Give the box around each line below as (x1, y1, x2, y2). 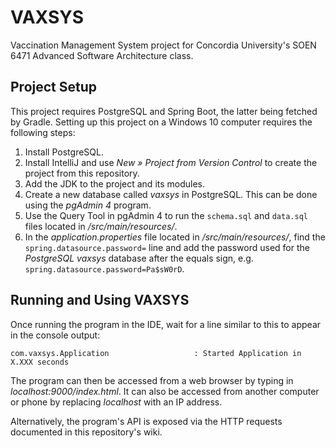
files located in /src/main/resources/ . (24, 220, 178, 232)
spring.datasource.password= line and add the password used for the (24, 241, 310, 253)
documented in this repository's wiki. (10, 426, 163, 438)
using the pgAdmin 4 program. (24, 199, 152, 211)
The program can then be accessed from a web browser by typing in (10, 374, 294, 386)
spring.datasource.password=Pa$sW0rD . (24, 262, 185, 275)
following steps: (10, 126, 76, 138)
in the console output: (10, 329, 101, 341)
